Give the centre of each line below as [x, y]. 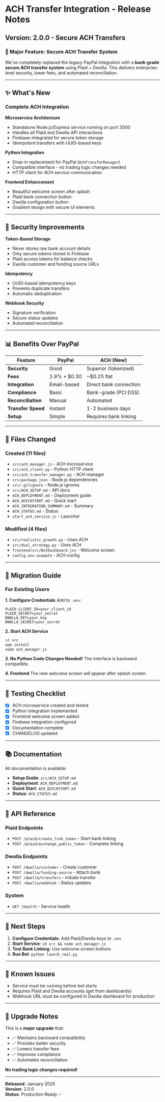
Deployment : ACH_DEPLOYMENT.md [45, 783]
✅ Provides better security [39, 1043]
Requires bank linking [111, 417]
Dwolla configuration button [40, 202]
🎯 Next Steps [25, 927]
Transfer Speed [26, 408]
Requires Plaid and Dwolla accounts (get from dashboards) [72, 991]
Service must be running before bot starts [55, 986]
